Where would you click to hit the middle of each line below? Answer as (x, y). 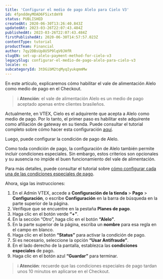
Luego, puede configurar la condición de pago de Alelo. (62, 139)
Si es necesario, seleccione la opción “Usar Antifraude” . (70, 240)
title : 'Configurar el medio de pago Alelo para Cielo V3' (67, 10)
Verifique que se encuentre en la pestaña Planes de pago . (72, 209)
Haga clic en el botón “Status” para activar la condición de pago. (79, 235)
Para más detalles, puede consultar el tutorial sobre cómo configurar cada (81, 169)
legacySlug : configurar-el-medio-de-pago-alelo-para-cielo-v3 (70, 60)
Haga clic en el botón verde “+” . (45, 214)
